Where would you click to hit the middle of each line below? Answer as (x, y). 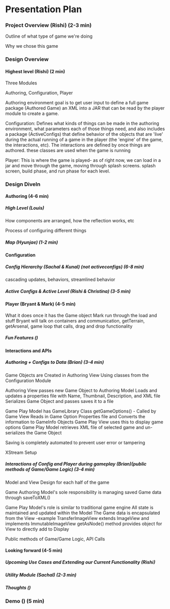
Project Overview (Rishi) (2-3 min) (48, 25)
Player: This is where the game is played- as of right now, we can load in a (83, 160)
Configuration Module (28, 381)
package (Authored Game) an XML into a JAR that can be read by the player (85, 108)
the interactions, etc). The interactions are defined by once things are (78, 145)
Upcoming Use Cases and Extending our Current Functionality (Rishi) (80, 562)
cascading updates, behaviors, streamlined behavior (60, 280)
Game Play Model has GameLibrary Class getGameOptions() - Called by (81, 411)
